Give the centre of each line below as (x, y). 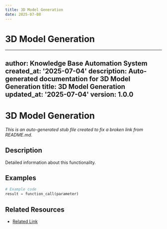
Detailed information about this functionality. (50, 162)
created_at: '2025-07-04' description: (66, 71)
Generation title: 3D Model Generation (65, 87)
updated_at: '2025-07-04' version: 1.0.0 (69, 94)
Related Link (25, 221)
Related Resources (35, 209)
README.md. (19, 135)
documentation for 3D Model (85, 79)
